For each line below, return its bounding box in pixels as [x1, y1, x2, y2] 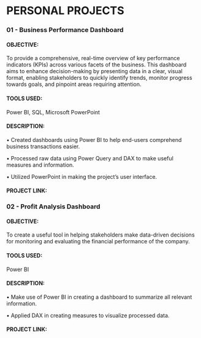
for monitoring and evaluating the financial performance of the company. [6, 238, 190, 245]
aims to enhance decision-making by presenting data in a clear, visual [6, 68, 183, 75]
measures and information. [6, 161, 75, 168]
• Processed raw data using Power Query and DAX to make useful [6, 154, 173, 162]
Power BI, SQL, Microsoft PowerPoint [6, 108, 100, 116]
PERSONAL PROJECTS [6, 4, 124, 18]
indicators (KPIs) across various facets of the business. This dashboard [6, 61, 187, 68]
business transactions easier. [6, 143, 80, 150]
